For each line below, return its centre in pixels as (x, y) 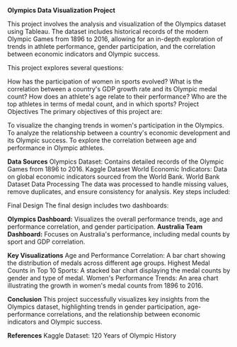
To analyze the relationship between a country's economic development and (119, 133)
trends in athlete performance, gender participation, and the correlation (111, 46)
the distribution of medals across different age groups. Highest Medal (109, 263)
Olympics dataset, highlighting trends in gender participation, (97, 307)
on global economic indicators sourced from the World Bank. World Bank (114, 177)
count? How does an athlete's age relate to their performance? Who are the (117, 96)
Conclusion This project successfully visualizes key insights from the (109, 299)
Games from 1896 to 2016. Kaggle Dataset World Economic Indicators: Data (117, 169)
